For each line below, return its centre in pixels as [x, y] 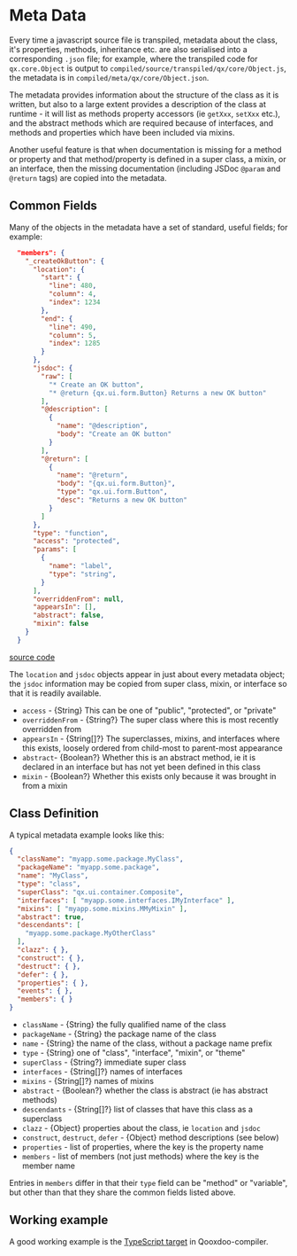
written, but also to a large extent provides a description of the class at [138, 104]
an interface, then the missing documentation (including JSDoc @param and [145, 168]
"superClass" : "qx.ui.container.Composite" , [100, 892]
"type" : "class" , [49, 884]
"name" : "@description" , [102, 426]
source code [32, 657]
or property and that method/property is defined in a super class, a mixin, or [148, 159]
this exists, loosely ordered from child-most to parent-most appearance [152, 748]
